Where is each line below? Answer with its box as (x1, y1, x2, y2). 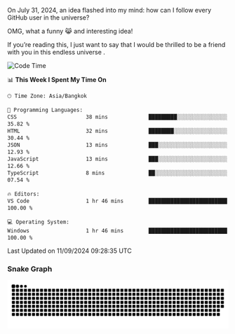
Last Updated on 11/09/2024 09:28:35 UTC (7, 246, 132, 255)
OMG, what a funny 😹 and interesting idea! (7, 27, 133, 35)
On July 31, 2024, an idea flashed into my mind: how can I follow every (7, 6, 212, 14)
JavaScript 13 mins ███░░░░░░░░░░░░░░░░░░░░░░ (7, 155, 228, 162)
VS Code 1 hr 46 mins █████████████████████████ (7, 197, 228, 204)
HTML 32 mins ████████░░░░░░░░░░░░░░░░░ (7, 127, 228, 134)
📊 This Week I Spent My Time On (7, 76, 107, 83)
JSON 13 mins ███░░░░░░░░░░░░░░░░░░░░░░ (7, 141, 228, 148)
